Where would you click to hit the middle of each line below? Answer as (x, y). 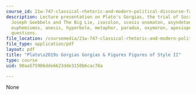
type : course (22, 60)
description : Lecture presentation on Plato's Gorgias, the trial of (92, 17)
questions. (24, 33)
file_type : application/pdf (40, 44)
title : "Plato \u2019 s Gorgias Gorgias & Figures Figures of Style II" (94, 55)
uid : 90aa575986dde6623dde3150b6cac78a (55, 66)
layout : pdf (20, 50)
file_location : (24, 38)
